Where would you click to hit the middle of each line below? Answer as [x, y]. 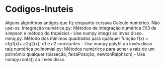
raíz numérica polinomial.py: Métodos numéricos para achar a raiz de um [80, 49]
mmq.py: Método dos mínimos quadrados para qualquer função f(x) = [77, 38]
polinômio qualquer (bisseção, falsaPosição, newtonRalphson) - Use [75, 54]
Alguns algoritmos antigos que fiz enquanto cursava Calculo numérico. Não [82, 23]
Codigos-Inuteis [39, 9]
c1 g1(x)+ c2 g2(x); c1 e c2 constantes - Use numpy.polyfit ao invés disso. [79, 43]
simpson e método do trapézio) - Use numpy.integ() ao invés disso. [74, 33]
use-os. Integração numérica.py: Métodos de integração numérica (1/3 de [81, 28]
